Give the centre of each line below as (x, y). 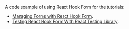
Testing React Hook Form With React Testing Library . (65, 22)
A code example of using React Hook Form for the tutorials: (65, 7)
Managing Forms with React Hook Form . (53, 16)
